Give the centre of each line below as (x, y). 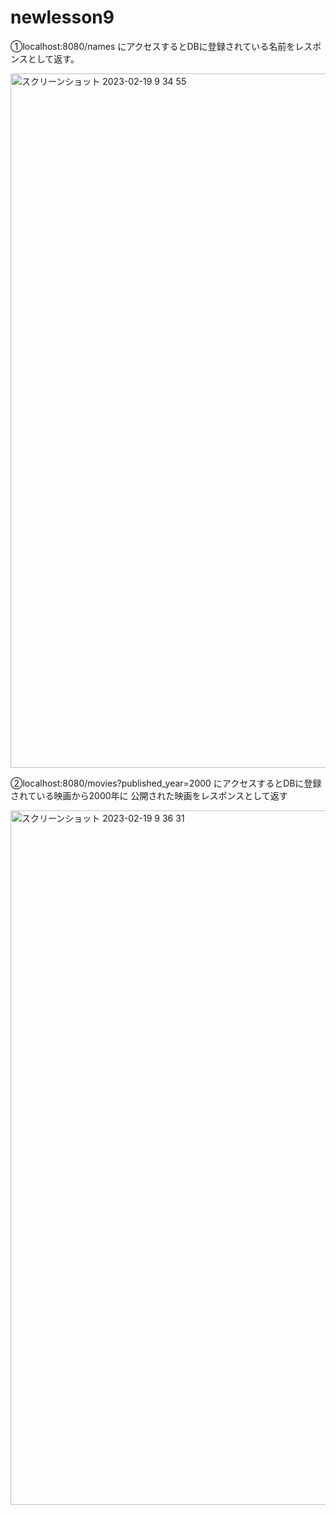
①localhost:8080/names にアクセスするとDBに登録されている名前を (153, 46)
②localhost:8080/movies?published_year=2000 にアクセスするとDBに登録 (166, 783)
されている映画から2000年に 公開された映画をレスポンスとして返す (149, 795)
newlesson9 (62, 17)
